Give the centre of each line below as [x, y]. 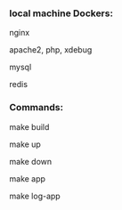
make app [28, 178]
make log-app [35, 196]
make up [25, 144]
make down [31, 161]
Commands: [37, 108]
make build [29, 126]
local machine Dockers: [61, 13]
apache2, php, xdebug [51, 50]
